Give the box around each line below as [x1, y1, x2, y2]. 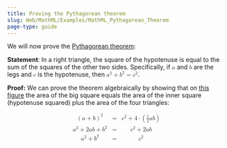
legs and [7, 70, 33, 79]
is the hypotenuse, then [37, 70, 106, 79]
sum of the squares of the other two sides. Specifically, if [7, 63, 171, 72]
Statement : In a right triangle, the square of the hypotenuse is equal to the [7, 56, 220, 64]
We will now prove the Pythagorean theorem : [7, 42, 137, 51]
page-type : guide [7, 23, 58, 30]
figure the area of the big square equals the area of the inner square [7, 91, 202, 99]
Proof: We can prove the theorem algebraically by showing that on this [7, 84, 210, 92]
